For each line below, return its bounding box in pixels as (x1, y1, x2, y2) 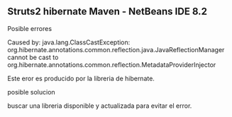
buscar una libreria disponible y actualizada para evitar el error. (7, 101, 192, 110)
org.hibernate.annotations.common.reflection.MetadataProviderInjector (7, 60, 216, 69)
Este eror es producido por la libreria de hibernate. (7, 74, 155, 82)
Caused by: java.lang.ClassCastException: (7, 38, 131, 47)
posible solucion (7, 87, 55, 96)
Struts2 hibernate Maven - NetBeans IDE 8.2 (7, 6, 208, 18)
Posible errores (7, 24, 52, 32)
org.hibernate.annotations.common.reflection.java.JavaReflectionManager (7, 45, 225, 54)
